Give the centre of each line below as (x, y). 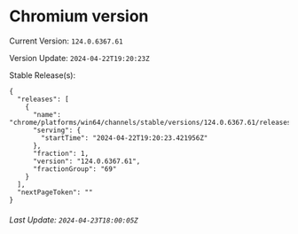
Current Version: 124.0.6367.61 (66, 41)
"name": (47, 114)
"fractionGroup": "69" (74, 169)
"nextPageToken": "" (55, 192)
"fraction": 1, (61, 153)
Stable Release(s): (43, 75)
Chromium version (79, 16)
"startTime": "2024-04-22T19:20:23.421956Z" (125, 138)
